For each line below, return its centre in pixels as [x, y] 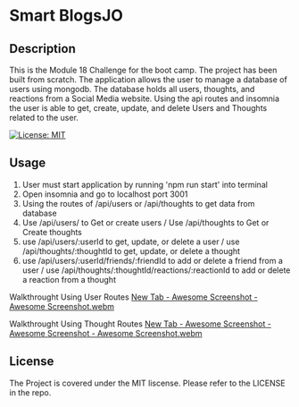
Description [42, 49]
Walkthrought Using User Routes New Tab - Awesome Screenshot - [134, 297]
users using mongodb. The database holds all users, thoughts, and [132, 89]
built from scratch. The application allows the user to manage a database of [148, 80]
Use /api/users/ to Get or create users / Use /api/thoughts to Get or [145, 222]
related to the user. [44, 118]
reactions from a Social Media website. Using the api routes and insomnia [144, 98]
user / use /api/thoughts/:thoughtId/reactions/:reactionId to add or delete [156, 270]
